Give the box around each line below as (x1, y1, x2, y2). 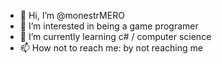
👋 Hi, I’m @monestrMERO (19, 10, 125, 21)
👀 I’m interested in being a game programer (19, 20, 199, 32)
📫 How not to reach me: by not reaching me (19, 42, 203, 54)
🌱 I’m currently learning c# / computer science (19, 31, 212, 42)
